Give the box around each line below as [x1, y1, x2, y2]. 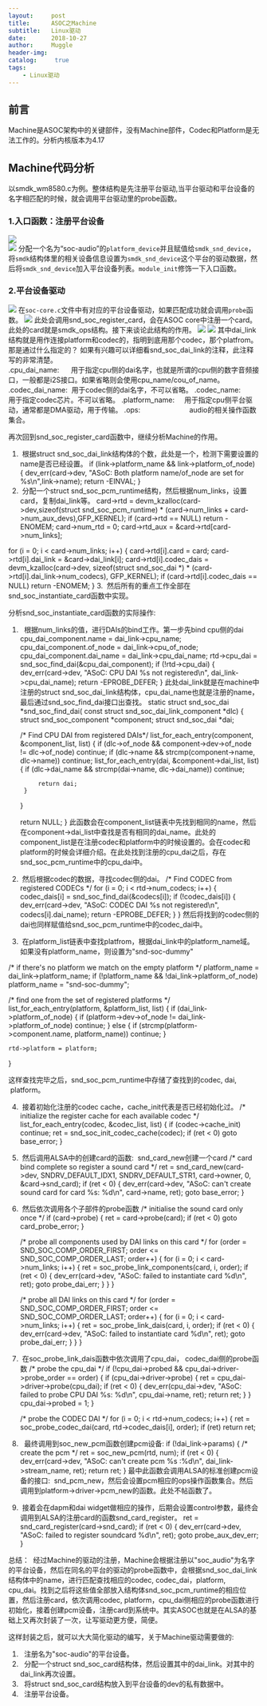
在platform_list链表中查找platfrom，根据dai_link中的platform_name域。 [22, 936, 255, 946]
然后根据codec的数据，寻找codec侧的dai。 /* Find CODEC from [22, 874, 233, 883]
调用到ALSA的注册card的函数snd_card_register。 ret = [19, 1513, 199, 1522]
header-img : [8, 49, 48, 57]
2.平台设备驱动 [8, 285, 65, 297]
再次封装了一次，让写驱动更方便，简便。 [29, 1615, 162, 1624]
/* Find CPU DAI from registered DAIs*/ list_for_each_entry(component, [19, 730, 253, 739]
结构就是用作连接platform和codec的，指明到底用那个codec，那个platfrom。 [8, 335, 258, 345]
